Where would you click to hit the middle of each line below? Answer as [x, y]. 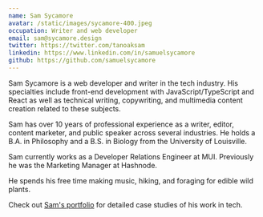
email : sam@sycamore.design [55, 38]
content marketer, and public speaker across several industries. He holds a [132, 132]
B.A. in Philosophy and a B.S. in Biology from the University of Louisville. [127, 141]
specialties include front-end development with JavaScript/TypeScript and [131, 91]
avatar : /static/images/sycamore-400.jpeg [80, 23]
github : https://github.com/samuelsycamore [82, 61]
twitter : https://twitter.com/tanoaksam [77, 46]
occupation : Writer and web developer [73, 30]
